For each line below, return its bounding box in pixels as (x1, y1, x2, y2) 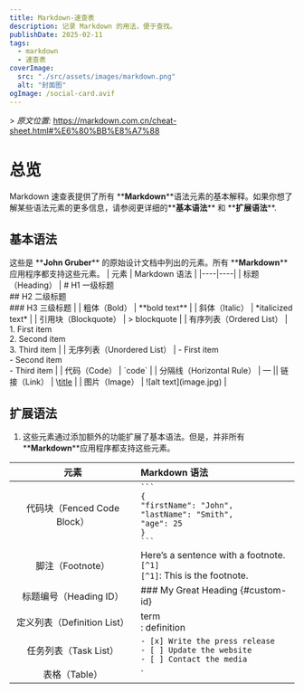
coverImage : (9, 64, 54, 73)
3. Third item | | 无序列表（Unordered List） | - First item (9, 345, 219, 356)
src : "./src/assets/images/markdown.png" (17, 72, 176, 81)
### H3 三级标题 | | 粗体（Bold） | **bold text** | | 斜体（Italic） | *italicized (9, 302, 293, 313)
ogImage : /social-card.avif (9, 89, 116, 98)
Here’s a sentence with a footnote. (139, 549, 286, 562)
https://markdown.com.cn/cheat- (52, 115, 177, 126)
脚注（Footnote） (35, 560, 110, 573)
